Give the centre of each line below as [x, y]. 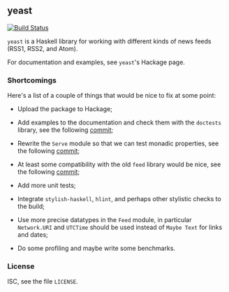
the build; [31, 206]
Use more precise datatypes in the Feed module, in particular [104, 220]
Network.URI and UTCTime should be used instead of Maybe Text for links [120, 227]
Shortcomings [32, 80]
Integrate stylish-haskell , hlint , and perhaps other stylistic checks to [119, 199]
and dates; [33, 235]
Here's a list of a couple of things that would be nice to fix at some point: [112, 96]
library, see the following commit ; [65, 130]
